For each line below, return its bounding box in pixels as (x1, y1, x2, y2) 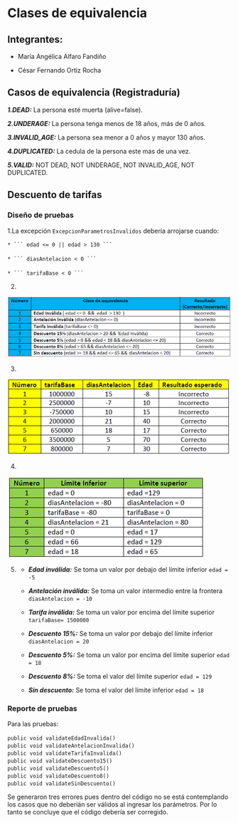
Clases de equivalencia (7, 5, 148, 21)
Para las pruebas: (7, 720, 59, 728)
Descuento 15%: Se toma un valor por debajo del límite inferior (28, 629, 213, 638)
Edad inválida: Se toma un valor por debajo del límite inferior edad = (28, 565, 229, 574)
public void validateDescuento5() (7, 765, 110, 772)
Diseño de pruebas (7, 210, 75, 220)
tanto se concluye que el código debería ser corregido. (7, 808, 168, 817)
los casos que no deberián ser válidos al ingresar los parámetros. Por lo (7, 800, 217, 809)
